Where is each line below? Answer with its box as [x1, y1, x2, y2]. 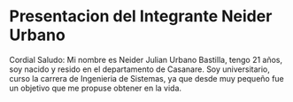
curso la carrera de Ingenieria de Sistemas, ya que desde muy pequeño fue [9, 73, 285, 83]
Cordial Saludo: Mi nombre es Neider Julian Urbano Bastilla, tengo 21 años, [9, 54, 283, 65]
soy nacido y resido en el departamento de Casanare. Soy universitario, [9, 64, 270, 75]
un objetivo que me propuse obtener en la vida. [9, 82, 182, 93]
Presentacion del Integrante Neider [9, 6, 273, 27]
